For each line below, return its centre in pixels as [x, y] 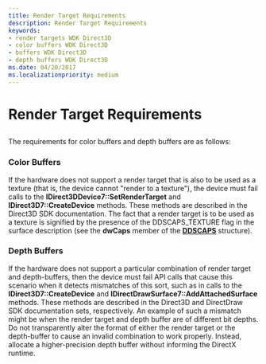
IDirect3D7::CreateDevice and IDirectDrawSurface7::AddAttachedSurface [133, 294]
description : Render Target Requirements [78, 23]
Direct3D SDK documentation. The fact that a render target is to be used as [131, 213]
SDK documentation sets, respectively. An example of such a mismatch [125, 311]
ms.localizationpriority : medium [64, 75]
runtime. [22, 353]
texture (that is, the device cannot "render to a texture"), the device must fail [133, 188]
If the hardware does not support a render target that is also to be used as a [132, 179]
